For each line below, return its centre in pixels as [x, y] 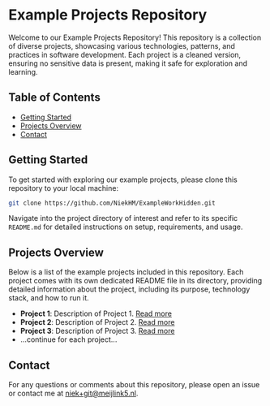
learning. [23, 71]
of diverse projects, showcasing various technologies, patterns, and [122, 45]
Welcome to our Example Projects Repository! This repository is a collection [135, 37]
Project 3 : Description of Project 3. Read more [97, 331]
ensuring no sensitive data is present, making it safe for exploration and [128, 63]
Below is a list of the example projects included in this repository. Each [126, 272]
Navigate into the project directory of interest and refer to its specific [123, 218]
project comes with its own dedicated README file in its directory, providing [135, 281]
